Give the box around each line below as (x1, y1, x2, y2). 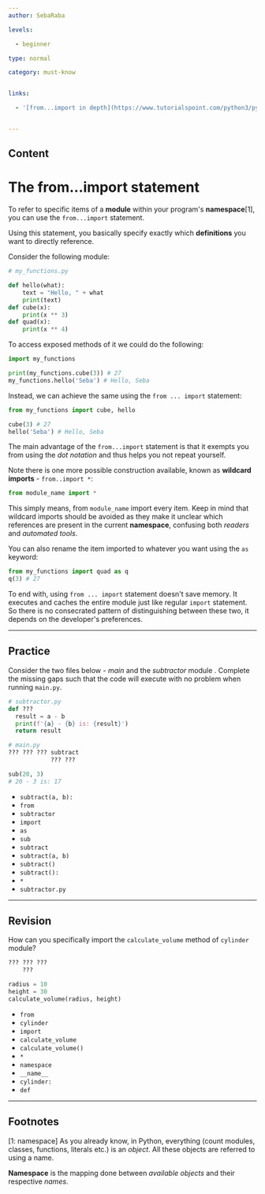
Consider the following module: (8, 252, 110, 261)
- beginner (15, 40, 51, 48)
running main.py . (8, 682, 62, 691)
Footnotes (8, 1115, 59, 1128)
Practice (8, 645, 50, 658)
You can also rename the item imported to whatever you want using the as (8, 544, 249, 553)
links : (8, 90, 30, 98)
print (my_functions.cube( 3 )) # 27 (8, 369, 122, 377)
